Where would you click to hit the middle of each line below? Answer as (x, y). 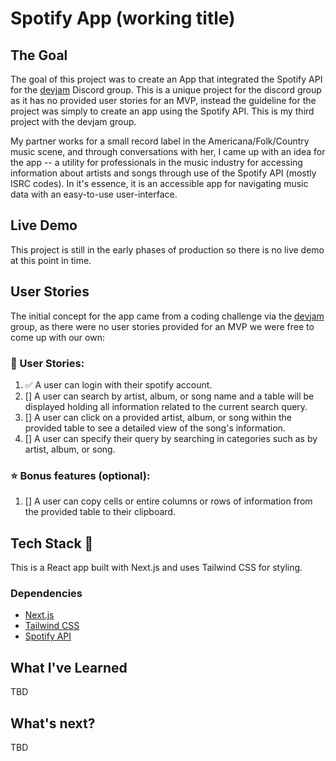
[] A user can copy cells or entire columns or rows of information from (168, 501)
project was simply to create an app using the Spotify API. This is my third (162, 111)
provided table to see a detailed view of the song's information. (155, 428)
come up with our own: (57, 337)
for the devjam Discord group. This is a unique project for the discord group (166, 90)
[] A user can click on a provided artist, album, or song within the (158, 417)
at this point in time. (51, 260)
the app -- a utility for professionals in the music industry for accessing (156, 162)
